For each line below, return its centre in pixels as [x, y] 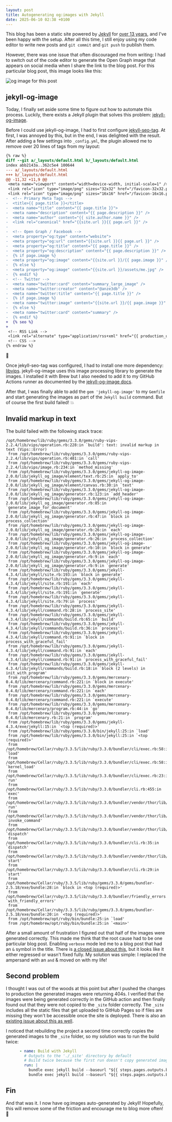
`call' [93, 458]
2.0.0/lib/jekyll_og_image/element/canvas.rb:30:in [62, 485]
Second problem [33, 976]
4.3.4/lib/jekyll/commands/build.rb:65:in [52, 619]
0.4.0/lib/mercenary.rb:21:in [38, 718]
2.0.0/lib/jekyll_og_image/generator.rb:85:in [56, 503]
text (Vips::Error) [27, 449]
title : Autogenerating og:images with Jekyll [55, 15]
